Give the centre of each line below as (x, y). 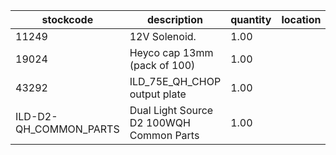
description (174, 19)
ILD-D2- (36, 116)
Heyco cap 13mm (171, 52)
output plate (158, 94)
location (301, 19)
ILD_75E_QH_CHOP (175, 81)
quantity (251, 19)
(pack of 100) (162, 65)
